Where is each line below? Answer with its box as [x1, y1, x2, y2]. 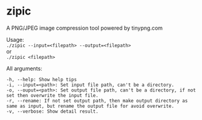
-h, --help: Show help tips [6, 76, 77, 82]
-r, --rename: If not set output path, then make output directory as [6, 98, 188, 104]
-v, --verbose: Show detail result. [6, 108, 99, 115]
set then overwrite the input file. [6, 92, 99, 98]
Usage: [6, 36, 24, 43]
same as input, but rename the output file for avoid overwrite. [6, 103, 174, 109]
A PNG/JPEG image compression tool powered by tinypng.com [6, 24, 163, 32]
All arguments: [6, 65, 42, 72]
